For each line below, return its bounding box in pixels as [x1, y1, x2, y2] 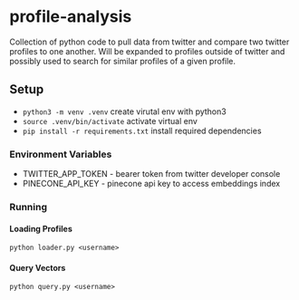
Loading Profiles [9, 223, 72, 234]
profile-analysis [9, 6, 132, 27]
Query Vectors [9, 262, 66, 273]
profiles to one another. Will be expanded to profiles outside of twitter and [9, 45, 285, 56]
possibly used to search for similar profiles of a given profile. [9, 55, 236, 66]
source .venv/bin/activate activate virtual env [22, 115, 198, 126]
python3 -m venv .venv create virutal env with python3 [22, 106, 227, 117]
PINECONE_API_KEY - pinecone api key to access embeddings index [22, 179, 281, 189]
